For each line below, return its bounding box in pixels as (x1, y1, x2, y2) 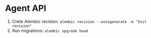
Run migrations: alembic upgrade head (12, 28, 88, 33)
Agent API (5, 3, 46, 14)
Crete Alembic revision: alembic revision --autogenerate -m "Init (12, 19, 147, 24)
